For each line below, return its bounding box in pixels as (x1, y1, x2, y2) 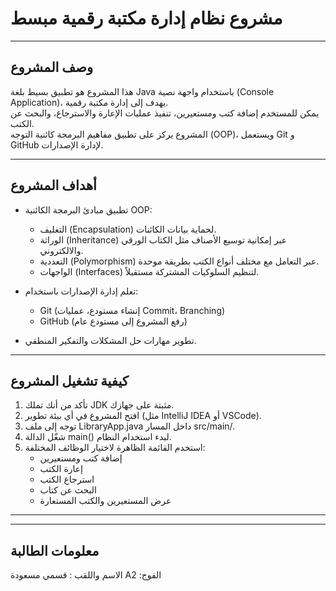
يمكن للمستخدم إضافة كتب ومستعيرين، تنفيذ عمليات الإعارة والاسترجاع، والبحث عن (10, 107, 320, 119)
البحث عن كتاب (39, 484, 97, 496)
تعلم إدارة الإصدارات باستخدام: (24, 285, 139, 297)
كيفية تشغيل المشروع (10, 372, 129, 389)
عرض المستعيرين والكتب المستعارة (39, 495, 172, 507)
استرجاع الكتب (39, 473, 95, 486)
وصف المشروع (10, 59, 94, 76)
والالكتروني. (39, 244, 84, 256)
